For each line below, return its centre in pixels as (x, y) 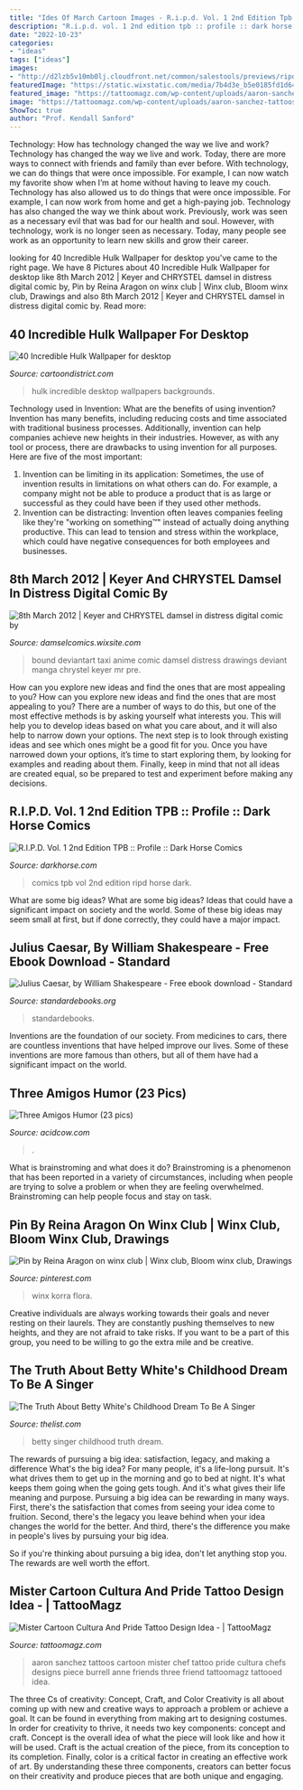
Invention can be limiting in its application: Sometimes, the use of (143, 474)
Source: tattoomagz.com (55, 1644)
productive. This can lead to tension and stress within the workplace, (151, 532)
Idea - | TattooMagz (66, 1606)
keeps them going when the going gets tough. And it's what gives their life (147, 1487)
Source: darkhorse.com (53, 865)
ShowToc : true (36, 110)
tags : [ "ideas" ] (40, 60)
